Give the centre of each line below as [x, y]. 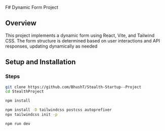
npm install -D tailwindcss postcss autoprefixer [59, 110]
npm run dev [18, 123]
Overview [21, 23]
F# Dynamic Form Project [32, 7]
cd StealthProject [25, 92]
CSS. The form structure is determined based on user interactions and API [83, 40]
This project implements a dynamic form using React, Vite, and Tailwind [80, 35]
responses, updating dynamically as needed [51, 46]
